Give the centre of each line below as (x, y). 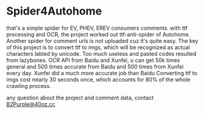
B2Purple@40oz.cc (31, 104)
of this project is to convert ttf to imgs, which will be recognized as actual (98, 47)
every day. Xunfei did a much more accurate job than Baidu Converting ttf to (102, 73)
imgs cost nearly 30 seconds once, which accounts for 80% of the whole (98, 79)
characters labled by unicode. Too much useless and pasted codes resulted (101, 53)
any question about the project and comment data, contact (80, 98)
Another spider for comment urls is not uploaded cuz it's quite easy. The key (102, 41)
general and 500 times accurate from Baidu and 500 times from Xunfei (95, 66)
